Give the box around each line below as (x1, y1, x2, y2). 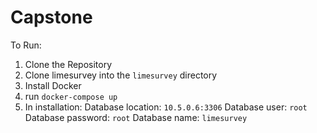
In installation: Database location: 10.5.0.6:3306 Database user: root (24, 101, 308, 113)
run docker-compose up (24, 90, 118, 102)
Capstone (10, 6, 93, 29)
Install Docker (24, 79, 82, 91)
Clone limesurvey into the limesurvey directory (24, 69, 218, 81)
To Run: (10, 39, 42, 51)
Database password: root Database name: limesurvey (24, 111, 248, 123)
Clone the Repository (24, 58, 113, 70)
